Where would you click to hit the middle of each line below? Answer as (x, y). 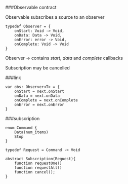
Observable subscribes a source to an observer (55, 17)
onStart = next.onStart (39, 91)
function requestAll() (38, 168)
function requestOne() (38, 163)
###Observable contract (31, 7)
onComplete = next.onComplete (46, 100)
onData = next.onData (37, 96)
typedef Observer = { (28, 26)
